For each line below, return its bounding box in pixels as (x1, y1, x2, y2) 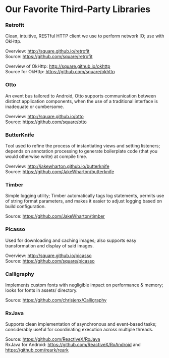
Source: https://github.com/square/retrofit (5, 54, 93, 60)
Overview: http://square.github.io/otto (5, 113, 84, 119)
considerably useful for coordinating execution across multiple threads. (5, 327, 154, 333)
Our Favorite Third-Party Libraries (5, 4, 150, 15)
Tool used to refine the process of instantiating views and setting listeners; (5, 143, 160, 149)
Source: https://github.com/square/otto (5, 119, 87, 125)
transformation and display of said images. (5, 242, 94, 248)
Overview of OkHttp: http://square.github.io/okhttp (5, 63, 110, 69)
